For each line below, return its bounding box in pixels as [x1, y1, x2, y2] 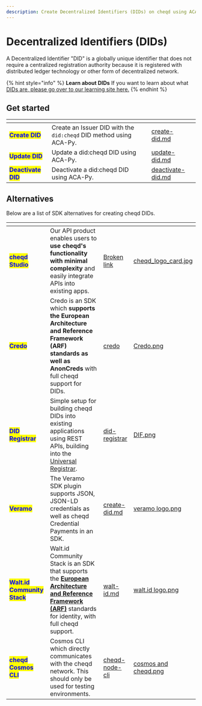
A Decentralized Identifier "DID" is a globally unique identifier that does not [6, 55, 192, 62]
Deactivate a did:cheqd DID [51, 166, 129, 174]
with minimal [50, 257, 88, 265]
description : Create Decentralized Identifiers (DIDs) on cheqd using [6, 8, 187, 15]
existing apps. [50, 287, 90, 295]
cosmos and [133, 660, 168, 668]
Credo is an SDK [50, 296, 96, 305]
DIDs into [50, 412, 76, 420]
